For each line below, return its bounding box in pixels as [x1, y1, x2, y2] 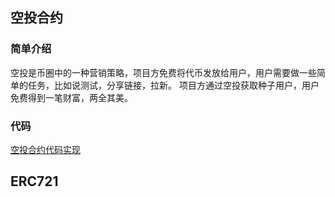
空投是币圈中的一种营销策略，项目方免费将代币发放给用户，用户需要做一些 [10, 66, 317, 78]
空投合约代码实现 [10, 143, 81, 155]
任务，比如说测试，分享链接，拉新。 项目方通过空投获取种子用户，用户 [27, 79, 320, 91]
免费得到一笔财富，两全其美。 [10, 91, 133, 103]
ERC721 [10, 173, 59, 190]
